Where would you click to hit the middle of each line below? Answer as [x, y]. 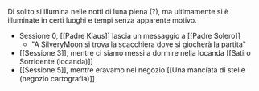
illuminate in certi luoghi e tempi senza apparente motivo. [103, 20]
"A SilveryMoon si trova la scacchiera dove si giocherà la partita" [139, 44]
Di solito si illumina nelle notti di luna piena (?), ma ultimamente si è [118, 12]
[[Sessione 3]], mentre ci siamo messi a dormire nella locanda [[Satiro [135, 53]
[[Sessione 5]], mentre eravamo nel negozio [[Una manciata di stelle [132, 70]
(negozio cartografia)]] [57, 79]
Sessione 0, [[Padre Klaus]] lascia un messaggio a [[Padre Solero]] [129, 36]
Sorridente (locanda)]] [56, 61]
